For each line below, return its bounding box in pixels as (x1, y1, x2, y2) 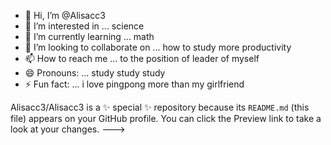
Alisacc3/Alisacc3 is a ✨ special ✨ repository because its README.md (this (10, 101, 310, 113)
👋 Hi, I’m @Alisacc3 (24, 10, 106, 21)
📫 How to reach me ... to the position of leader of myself (24, 53, 260, 64)
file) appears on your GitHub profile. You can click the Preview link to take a (10, 113, 322, 124)
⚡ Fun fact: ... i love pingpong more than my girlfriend (24, 78, 245, 90)
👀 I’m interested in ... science (24, 20, 145, 32)
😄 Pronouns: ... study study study (24, 67, 166, 79)
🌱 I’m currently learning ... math (24, 31, 155, 42)
